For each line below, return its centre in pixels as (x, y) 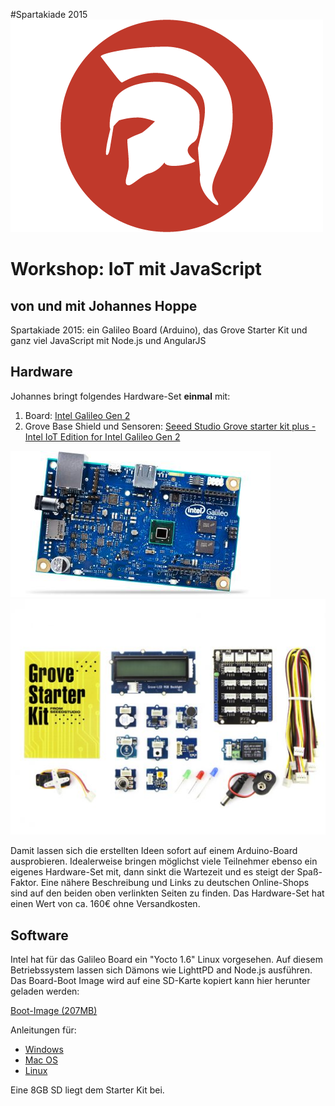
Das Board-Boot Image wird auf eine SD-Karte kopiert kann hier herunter (160, 981)
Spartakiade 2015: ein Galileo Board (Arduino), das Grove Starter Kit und (159, 330)
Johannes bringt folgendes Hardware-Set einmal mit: (120, 396)
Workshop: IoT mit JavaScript (136, 269)
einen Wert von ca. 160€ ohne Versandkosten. (105, 904)
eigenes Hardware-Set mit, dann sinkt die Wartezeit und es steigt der (152, 872)
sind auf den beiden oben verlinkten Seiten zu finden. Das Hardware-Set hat (167, 893)
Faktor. (24, 883)
